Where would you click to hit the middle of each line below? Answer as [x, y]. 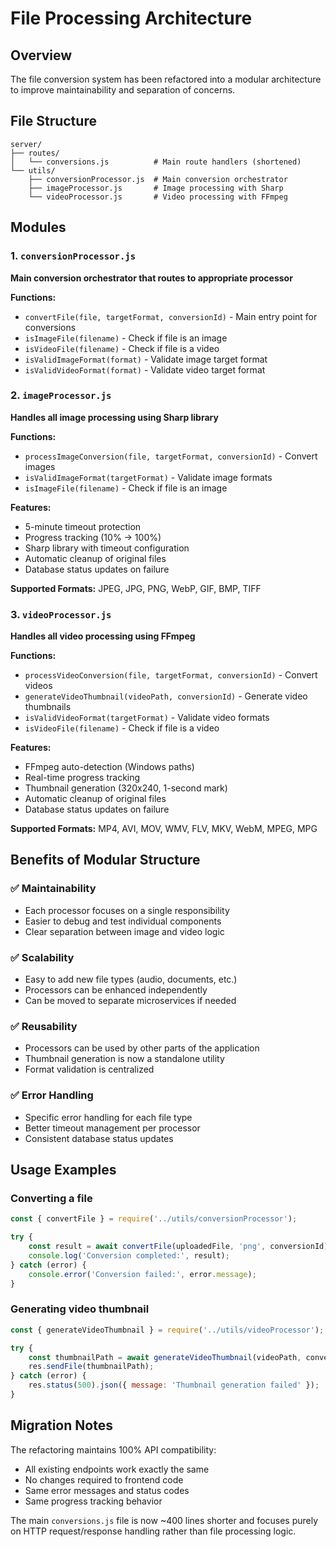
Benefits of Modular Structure [105, 860]
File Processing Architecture [131, 18]
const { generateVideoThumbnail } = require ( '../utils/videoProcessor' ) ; [167, 1330]
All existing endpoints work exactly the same [117, 1469]
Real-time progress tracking [82, 778]
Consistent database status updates [99, 1138]
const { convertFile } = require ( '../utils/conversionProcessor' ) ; [154, 1219]
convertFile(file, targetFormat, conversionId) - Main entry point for [171, 316]
